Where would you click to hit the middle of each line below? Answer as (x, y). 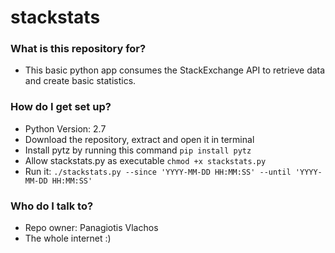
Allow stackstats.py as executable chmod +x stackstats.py (145, 160)
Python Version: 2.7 (65, 128)
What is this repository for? (78, 49)
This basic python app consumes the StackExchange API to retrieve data (175, 70)
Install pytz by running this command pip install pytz (138, 150)
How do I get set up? (61, 107)
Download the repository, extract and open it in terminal (139, 139)
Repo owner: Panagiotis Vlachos (91, 228)
